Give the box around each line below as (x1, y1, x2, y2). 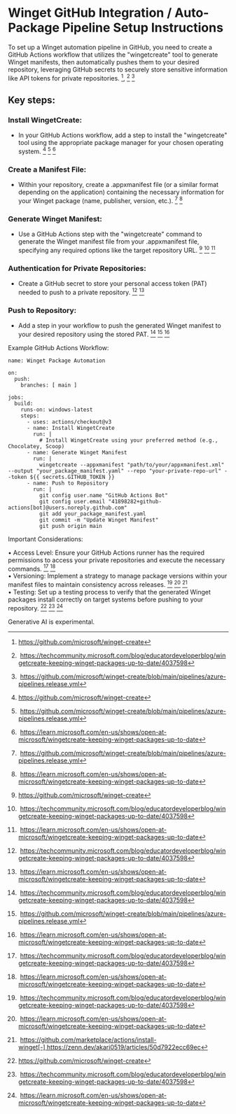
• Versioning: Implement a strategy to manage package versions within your (8, 572, 228, 580)
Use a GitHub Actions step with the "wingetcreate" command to (18, 230, 202, 239)
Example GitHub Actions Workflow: (8, 343, 109, 351)
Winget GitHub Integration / (8, 5, 172, 21)
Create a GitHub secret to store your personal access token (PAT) (18, 279, 207, 288)
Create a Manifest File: (8, 165, 87, 174)
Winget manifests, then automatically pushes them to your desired (8, 57, 200, 66)
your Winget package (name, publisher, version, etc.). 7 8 (18, 195, 183, 204)
